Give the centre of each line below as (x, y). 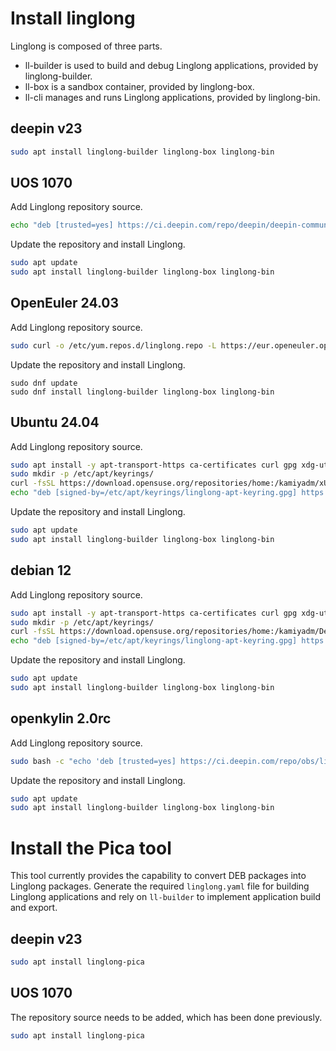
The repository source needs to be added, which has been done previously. (166, 1017)
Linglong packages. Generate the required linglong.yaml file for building (160, 886)
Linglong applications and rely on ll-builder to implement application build (166, 897)
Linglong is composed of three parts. (86, 46)
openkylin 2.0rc (61, 718)
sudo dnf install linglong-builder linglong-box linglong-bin (142, 392)
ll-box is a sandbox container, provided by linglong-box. (139, 86)
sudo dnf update (44, 383)
